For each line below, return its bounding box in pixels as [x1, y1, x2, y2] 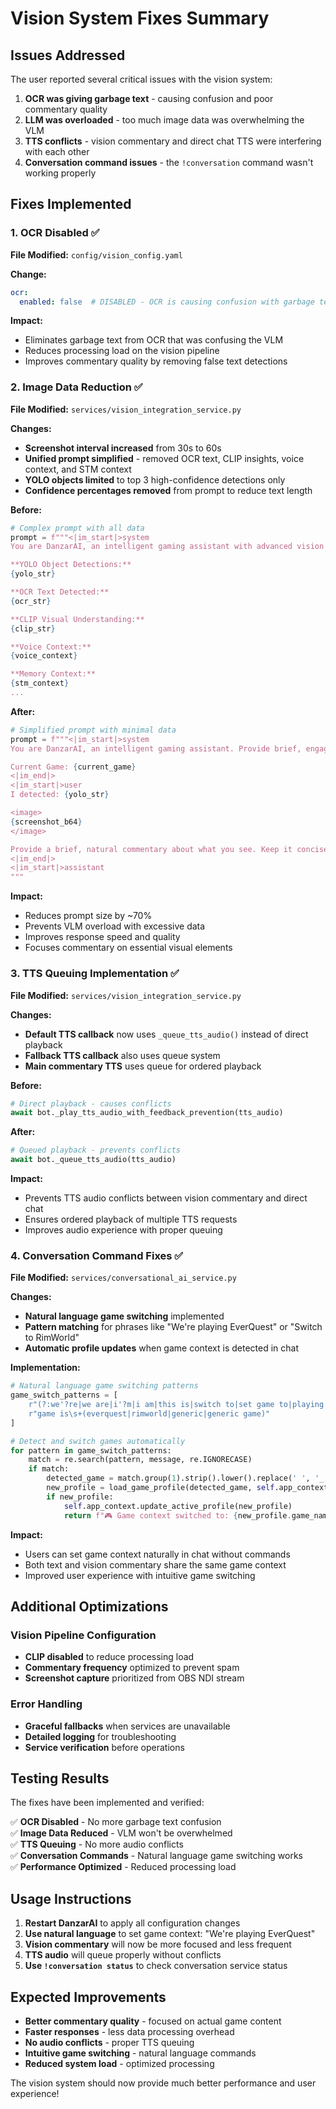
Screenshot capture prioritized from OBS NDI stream [24, 1672, 245, 1684]
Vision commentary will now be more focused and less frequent [24, 1938, 292, 1951]
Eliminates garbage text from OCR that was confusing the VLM [24, 334, 284, 346]
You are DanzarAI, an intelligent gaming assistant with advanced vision [10, 542, 325, 552]
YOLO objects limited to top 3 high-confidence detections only [24, 473, 286, 486]
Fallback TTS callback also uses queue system [24, 1049, 221, 1061]
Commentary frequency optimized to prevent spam [24, 1662, 240, 1674]
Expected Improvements [10, 1988, 167, 2006]
